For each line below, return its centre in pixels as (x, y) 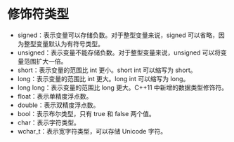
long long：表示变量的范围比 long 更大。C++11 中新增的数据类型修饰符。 (123, 87)
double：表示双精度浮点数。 (58, 105)
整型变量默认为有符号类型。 (64, 43)
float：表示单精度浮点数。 (55, 96)
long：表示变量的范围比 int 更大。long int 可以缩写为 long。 (103, 78)
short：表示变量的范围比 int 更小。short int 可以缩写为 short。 (107, 70)
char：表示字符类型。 (49, 122)
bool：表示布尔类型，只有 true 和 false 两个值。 (86, 113)
